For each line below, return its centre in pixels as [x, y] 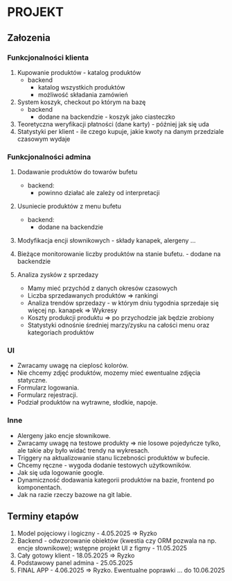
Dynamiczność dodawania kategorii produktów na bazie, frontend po [116, 480]
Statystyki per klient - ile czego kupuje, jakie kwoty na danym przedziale [121, 131]
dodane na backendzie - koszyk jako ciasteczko [106, 117]
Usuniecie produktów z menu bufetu [69, 206]
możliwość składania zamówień [83, 94]
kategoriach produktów [61, 332]
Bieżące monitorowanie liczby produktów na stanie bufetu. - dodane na [119, 254]
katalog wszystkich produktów [82, 87]
